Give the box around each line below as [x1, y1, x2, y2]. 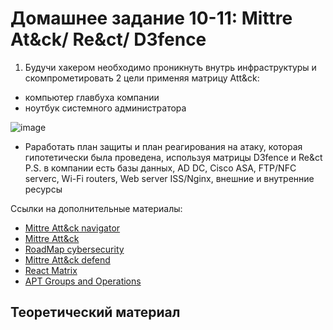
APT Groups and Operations [24, 275, 142, 287]
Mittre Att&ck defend [24, 253, 111, 266]
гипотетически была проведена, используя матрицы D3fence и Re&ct [24, 151, 323, 163]
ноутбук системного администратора [24, 102, 187, 114]
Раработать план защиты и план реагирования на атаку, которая [24, 140, 303, 152]
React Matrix [24, 264, 78, 276]
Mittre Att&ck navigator [24, 222, 121, 234]
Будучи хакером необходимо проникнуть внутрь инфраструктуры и [24, 61, 317, 73]
